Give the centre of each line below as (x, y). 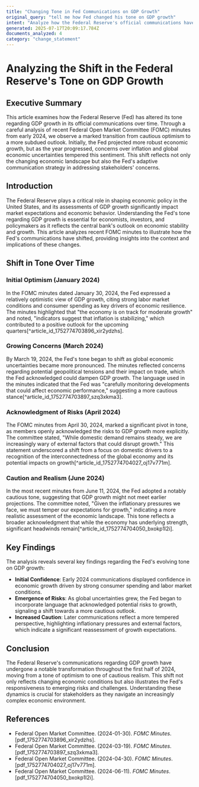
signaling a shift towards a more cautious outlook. (75, 611)
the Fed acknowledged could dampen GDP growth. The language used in (96, 377)
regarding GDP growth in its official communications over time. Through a (96, 123)
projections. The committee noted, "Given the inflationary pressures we (93, 504)
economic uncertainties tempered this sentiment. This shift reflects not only (98, 155)
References (28, 719)
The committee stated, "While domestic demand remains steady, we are (94, 438)
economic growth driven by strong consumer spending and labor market (103, 586)
